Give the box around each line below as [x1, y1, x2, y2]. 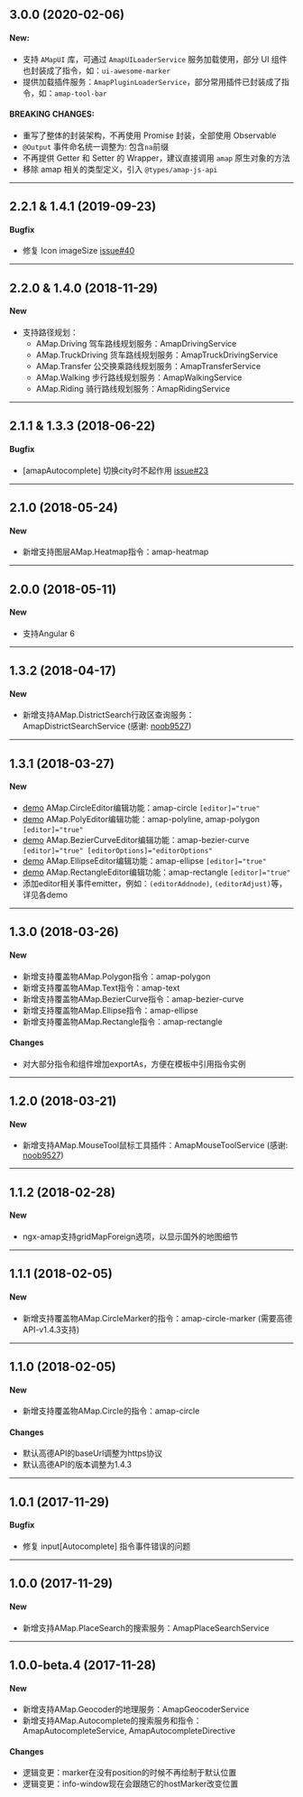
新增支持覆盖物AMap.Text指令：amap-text [22, 982, 180, 993]
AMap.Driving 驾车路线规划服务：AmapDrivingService [35, 338, 237, 348]
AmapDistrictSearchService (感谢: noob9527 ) [22, 721, 192, 732]
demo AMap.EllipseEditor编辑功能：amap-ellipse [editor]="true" [22, 855, 267, 866]
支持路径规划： [22, 327, 78, 338]
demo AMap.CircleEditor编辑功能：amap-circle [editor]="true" [22, 802, 261, 813]
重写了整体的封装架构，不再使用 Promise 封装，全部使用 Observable [22, 130, 277, 141]
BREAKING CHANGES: [9, 108, 95, 120]
